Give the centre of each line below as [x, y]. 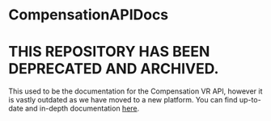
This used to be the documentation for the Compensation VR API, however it [135, 91]
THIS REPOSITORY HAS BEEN [109, 52]
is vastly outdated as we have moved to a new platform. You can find [123, 100]
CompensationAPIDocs [89, 15]
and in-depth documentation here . [82, 108]
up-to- [250, 100]
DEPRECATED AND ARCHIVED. [114, 69]
